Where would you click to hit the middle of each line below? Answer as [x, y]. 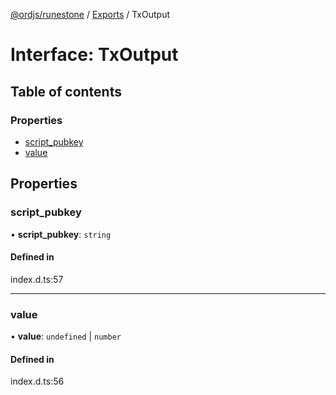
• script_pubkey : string [61, 234]
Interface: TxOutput [94, 55]
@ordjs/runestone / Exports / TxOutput [90, 14]
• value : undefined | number [66, 336]
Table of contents [66, 91]
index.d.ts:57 [37, 279]
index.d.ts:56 [37, 381]
